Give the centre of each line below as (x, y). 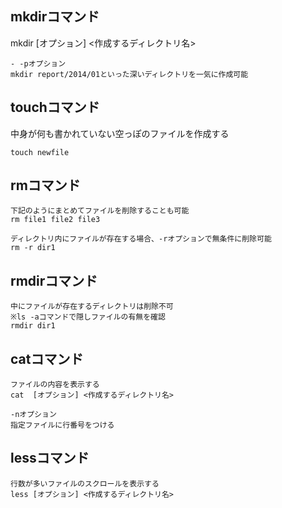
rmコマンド (45, 185)
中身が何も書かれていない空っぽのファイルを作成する (120, 133)
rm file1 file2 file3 (55, 220)
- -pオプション (38, 63)
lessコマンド (50, 458)
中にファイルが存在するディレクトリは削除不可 (92, 307)
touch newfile (40, 152)
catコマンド (47, 358)
